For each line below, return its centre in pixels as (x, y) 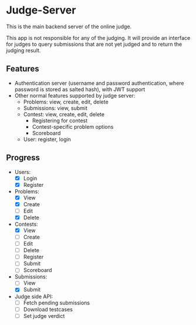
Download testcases (48, 309)
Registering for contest (60, 120)
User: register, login (47, 139)
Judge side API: (34, 296)
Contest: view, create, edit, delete (64, 114)
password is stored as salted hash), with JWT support (80, 89)
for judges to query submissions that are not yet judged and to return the (94, 44)
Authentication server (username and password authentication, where (99, 83)
